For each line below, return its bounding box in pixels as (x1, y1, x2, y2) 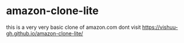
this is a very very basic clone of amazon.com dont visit (6, 24, 141, 31)
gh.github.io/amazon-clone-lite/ (6, 29, 83, 37)
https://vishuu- (142, 24, 178, 31)
